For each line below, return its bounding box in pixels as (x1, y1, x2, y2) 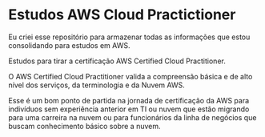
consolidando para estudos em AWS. (8, 40, 130, 50)
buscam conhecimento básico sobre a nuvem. (8, 121, 161, 131)
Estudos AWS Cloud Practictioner (8, 6, 236, 24)
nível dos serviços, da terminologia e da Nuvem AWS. (8, 80, 186, 90)
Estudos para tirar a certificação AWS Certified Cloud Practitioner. (8, 56, 226, 66)
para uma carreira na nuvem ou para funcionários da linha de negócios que (8, 112, 257, 122)
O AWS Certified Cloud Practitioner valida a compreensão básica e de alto (8, 71, 253, 81)
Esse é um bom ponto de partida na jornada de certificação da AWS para (8, 95, 250, 105)
